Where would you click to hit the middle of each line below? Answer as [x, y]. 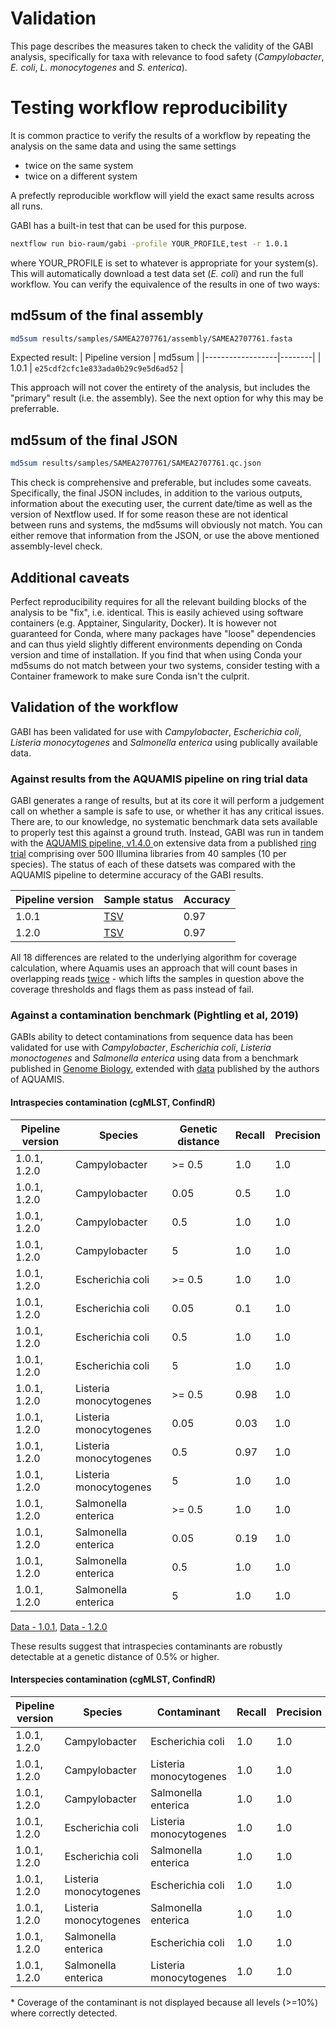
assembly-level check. [56, 546]
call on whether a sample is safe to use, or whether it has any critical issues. [167, 811]
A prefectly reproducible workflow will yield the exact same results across [162, 195]
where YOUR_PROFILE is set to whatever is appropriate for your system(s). [164, 263]
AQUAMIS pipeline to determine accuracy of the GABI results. [137, 875]
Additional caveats [70, 577]
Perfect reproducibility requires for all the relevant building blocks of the [158, 601]
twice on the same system [79, 165]
